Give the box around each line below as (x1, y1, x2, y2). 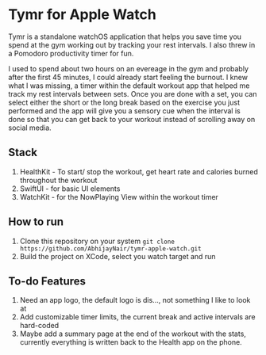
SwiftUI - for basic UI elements (19, 184, 121, 193)
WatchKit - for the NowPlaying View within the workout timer (19, 192, 218, 201)
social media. (8, 123, 52, 132)
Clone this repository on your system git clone (19, 236, 175, 246)
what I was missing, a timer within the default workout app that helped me (8, 81, 250, 90)
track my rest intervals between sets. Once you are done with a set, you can (8, 89, 257, 98)
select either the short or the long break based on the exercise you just (8, 97, 241, 107)
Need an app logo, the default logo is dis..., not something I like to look (19, 296, 251, 305)
